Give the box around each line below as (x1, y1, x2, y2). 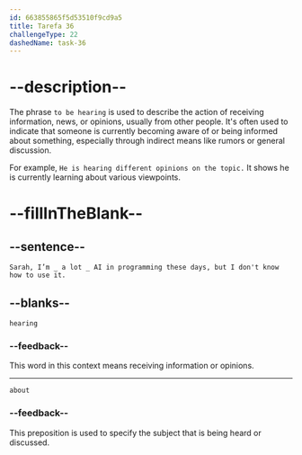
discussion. (9, 145, 52, 156)
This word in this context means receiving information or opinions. (9, 361, 254, 371)
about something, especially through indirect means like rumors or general (9, 136, 286, 147)
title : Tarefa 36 (9, 22, 75, 31)
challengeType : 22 (9, 30, 78, 39)
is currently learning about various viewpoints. (9, 172, 182, 183)
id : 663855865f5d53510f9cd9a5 (9, 13, 123, 22)
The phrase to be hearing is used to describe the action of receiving (9, 107, 265, 118)
